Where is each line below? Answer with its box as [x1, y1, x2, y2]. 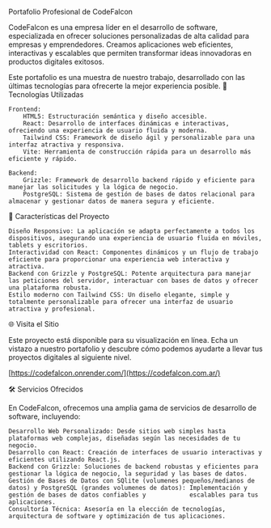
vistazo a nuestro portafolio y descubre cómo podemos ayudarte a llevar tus [8, 344, 263, 353]
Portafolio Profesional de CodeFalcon [8, 7, 133, 16]
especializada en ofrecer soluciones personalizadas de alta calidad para [8, 32, 249, 40]
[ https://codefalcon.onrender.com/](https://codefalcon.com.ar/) [8, 368, 221, 378]
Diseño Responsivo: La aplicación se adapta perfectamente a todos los [8, 227, 255, 235]
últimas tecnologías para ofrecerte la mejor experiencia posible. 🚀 [8, 81, 228, 91]
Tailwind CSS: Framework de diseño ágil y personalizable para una [23, 133, 255, 142]
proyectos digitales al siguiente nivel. [8, 353, 132, 362]
